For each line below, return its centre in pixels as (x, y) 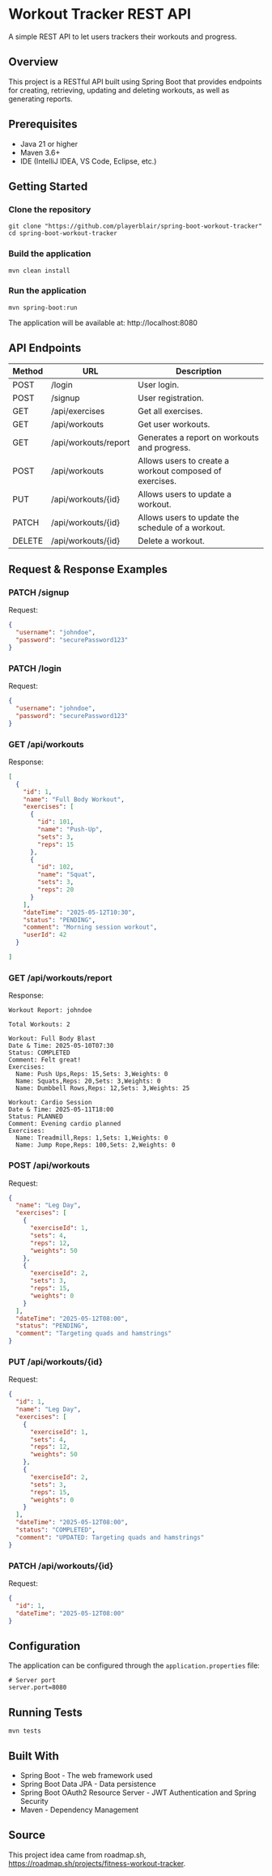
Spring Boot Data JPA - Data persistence (88, 1784)
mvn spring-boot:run (43, 308)
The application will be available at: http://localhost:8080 (103, 323)
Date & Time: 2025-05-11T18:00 (61, 1110)
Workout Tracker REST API (100, 14)
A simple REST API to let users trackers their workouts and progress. (123, 36)
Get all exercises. (170, 411)
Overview (34, 62)
